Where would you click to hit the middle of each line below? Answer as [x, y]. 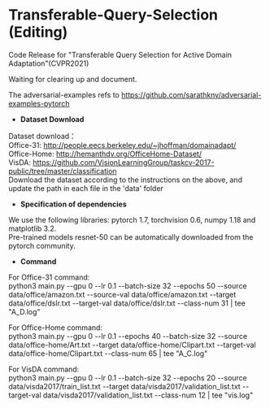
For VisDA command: [44, 369]
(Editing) [38, 32]
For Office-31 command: [49, 277]
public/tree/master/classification [63, 171]
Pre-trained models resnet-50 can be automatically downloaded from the [131, 237]
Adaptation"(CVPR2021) [49, 63]
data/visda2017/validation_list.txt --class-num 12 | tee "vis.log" [148, 395]
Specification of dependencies [74, 204]
